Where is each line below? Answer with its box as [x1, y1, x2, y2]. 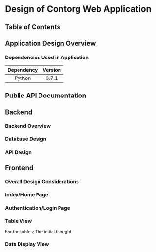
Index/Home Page [5, 192, 49, 198]
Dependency [7, 67, 38, 74]
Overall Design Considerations [5, 178, 79, 185]
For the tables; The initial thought [5, 229, 72, 234]
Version [42, 67, 61, 74]
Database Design [5, 136, 47, 142]
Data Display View [5, 241, 49, 248]
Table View [5, 217, 32, 224]
